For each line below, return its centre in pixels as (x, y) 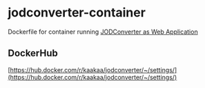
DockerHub (33, 53)
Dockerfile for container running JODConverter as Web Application (103, 32)
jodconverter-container (77, 13)
